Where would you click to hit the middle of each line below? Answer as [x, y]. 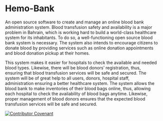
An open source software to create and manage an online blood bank [74, 22]
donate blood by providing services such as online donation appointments [79, 48]
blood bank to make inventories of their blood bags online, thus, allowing [78, 88]
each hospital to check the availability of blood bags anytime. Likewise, [76, 94]
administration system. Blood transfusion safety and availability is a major [79, 27]
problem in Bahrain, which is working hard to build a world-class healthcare [81, 32]
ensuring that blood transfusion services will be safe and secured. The [76, 73]
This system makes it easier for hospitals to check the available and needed [81, 62]
